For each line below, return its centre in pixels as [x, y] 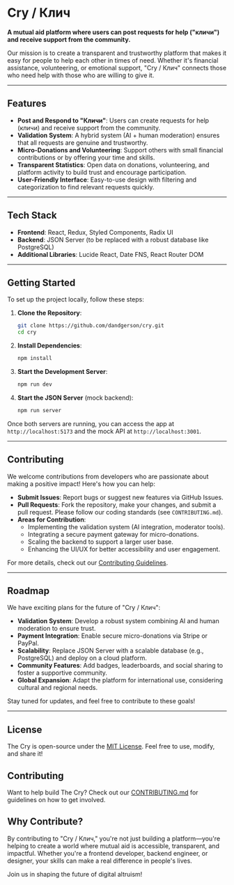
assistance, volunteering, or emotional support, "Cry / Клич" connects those [117, 68]
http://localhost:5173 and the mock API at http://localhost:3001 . [104, 431]
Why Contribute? [45, 822]
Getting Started [41, 282]
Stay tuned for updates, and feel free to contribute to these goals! [101, 701]
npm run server [39, 410]
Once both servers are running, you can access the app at [91, 423]
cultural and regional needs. [57, 688]
